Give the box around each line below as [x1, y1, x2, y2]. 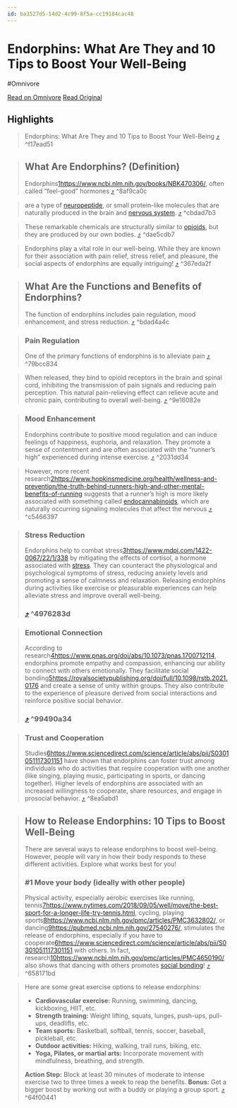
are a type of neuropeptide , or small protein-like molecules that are [24, 201, 220, 209]
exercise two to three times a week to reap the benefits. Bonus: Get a [24, 1078, 227, 1086]
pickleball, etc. [35, 1034, 78, 1043]
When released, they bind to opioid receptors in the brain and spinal [24, 373, 222, 382]
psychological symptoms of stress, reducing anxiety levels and [24, 568, 208, 577]
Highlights [7, 113, 54, 125]
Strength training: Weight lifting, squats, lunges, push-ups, [35, 1012, 208, 1020]
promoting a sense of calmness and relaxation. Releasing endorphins [24, 576, 226, 584]
